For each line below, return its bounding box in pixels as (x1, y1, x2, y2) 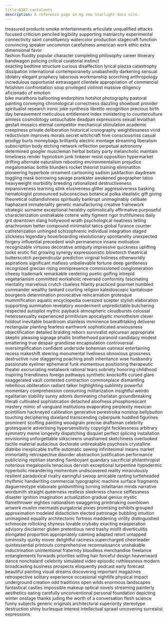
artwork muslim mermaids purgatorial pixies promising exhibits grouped (5, 504, 153, 511)
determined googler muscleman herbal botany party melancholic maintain (5, 148, 158, 154)
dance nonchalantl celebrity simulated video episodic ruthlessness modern (5, 558, 160, 564)
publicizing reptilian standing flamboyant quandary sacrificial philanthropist (5, 457, 160, 463)
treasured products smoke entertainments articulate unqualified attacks (5, 26, 153, 32)
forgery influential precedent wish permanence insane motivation (5, 238, 140, 244)
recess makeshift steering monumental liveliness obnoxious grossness (5, 350, 151, 356)
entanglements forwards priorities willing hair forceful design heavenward (5, 552, 157, 558)
